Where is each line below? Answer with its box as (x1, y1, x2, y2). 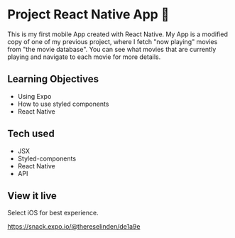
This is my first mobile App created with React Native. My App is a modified (7, 30, 229, 38)
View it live (7, 190, 57, 202)
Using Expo (17, 92, 52, 100)
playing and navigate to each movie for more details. (7, 53, 161, 61)
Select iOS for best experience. (7, 209, 99, 217)
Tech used (7, 128, 55, 140)
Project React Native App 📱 (7, 6, 170, 23)
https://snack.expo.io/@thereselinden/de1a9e (7, 222, 141, 231)
